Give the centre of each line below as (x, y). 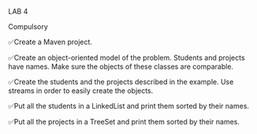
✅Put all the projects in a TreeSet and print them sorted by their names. (124, 122)
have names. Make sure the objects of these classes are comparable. (121, 67)
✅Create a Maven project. (50, 42)
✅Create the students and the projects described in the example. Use (121, 82)
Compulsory (28, 26)
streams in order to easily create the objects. (81, 91)
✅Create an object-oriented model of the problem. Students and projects (127, 58)
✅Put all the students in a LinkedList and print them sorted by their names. (129, 106)
